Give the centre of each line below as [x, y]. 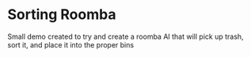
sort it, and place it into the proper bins [71, 44]
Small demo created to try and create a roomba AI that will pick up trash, [125, 36]
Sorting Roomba [62, 15]
